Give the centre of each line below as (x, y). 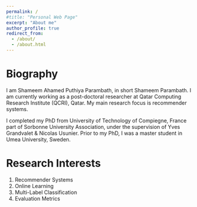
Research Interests (54, 163)
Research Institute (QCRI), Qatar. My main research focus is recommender (97, 103)
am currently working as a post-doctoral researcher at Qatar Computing (94, 96)
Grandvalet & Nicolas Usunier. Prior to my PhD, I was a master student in (94, 133)
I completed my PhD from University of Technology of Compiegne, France (96, 120)
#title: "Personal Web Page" (42, 17)
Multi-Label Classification (46, 192)
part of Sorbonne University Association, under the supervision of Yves (93, 127)
